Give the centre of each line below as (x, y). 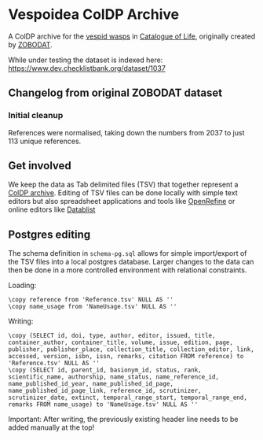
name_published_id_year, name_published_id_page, (91, 384)
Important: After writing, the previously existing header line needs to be (123, 420)
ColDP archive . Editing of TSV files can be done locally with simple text (123, 193)
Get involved (40, 166)
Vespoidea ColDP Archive (94, 15)
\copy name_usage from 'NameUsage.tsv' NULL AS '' (93, 307)
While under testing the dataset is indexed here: (86, 60)
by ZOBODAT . (30, 44)
